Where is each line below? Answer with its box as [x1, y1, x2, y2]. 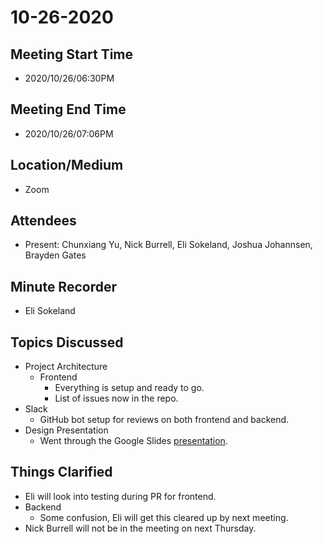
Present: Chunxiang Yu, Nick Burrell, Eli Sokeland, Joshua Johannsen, [24, 239, 313, 251]
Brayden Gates [24, 249, 87, 261]
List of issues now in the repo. [54, 392, 179, 405]
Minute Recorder [10, 278, 117, 295]
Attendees [10, 212, 77, 230]
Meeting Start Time [10, 46, 134, 63]
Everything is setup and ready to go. [54, 382, 205, 394]
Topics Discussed [10, 334, 124, 351]
